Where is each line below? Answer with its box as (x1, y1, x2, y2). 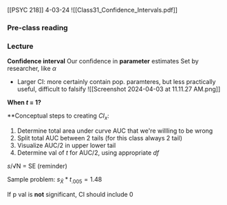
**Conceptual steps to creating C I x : (7, 111, 109, 122)
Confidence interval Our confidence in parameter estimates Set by (7, 57, 199, 65)
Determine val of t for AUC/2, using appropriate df (17, 149, 160, 157)
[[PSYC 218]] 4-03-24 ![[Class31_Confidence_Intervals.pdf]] (7, 6, 177, 14)
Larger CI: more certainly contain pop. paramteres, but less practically (17, 78, 216, 86)
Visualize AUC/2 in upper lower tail (17, 141, 116, 150)
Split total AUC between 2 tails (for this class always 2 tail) (17, 134, 183, 142)
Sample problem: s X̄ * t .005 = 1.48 (7, 175, 102, 185)
